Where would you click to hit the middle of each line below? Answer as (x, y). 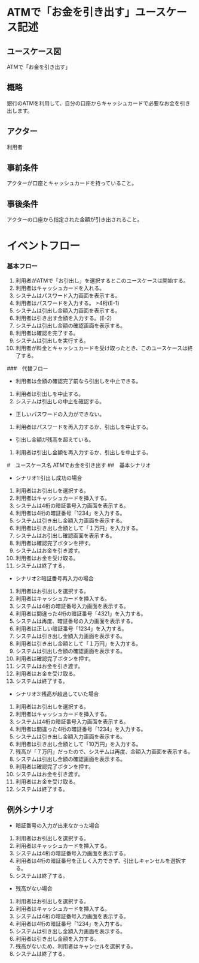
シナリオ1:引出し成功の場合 (49, 478)
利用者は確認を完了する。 (47, 333)
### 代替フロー (27, 368)
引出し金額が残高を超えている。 (55, 439)
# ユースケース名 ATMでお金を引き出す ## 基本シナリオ (79, 465)
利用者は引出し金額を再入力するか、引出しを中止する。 (83, 452)
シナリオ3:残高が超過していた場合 (57, 694)
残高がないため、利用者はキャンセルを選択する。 (76, 946)
